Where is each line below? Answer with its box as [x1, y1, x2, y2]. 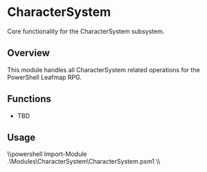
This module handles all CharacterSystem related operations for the [7, 65, 201, 74]
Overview [7, 47, 51, 59]
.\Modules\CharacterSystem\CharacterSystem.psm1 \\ [7, 157, 161, 166]
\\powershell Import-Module [7, 150, 87, 158]
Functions [7, 93, 52, 105]
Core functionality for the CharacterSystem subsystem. [7, 27, 165, 35]
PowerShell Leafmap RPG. [7, 73, 82, 81]
